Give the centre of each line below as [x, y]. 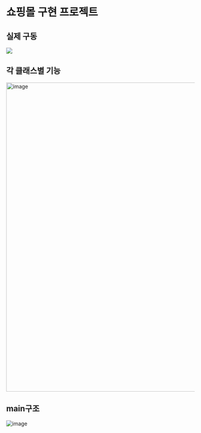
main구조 [23, 409]
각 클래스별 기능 [33, 71]
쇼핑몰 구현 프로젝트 [52, 12]
